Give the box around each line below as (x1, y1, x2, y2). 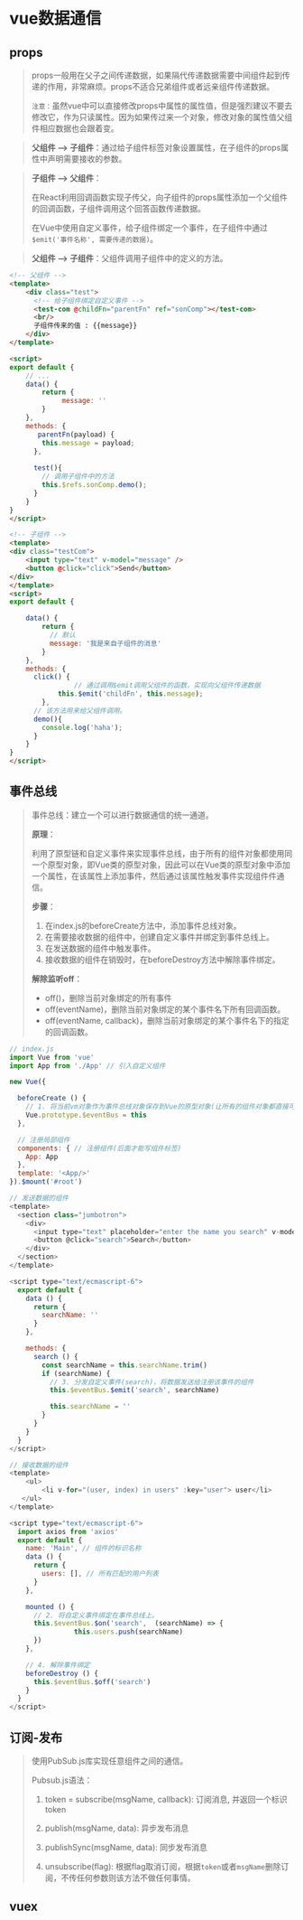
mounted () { (25, 1602, 75, 1611)
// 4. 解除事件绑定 (25, 1660, 90, 1670)
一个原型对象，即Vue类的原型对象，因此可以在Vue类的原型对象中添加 (31, 859, 290, 870)
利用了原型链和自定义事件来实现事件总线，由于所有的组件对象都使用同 (31, 848, 293, 858)
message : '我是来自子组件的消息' (49, 639, 162, 648)
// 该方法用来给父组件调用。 (32, 706, 127, 715)
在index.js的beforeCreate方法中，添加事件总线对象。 (44, 920, 242, 931)
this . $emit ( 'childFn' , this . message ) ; (57, 689, 204, 698)
